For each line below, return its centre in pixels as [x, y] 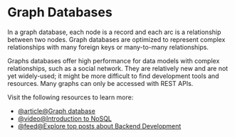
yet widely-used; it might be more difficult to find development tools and [113, 76]
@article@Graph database [57, 111]
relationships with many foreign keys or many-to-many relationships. [108, 47]
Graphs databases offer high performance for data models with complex [114, 60]
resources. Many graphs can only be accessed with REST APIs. [100, 83]
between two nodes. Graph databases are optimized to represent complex [116, 39]
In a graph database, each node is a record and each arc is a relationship [114, 32]
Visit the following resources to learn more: [70, 97]
